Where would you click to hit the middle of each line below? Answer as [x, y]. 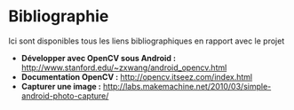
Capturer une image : [61, 86]
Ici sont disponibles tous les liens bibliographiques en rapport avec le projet [147, 41]
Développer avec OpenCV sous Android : [99, 58]
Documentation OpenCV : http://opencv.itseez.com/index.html [137, 76]
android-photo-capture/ [65, 96]
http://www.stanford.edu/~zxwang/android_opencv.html [124, 67]
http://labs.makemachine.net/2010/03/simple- [187, 86]
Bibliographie [59, 16]
